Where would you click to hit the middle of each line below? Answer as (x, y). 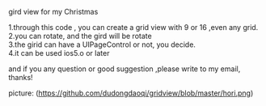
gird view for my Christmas (53, 12)
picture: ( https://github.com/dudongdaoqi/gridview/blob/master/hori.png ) (131, 93)
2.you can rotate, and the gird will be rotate (80, 36)
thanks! (21, 77)
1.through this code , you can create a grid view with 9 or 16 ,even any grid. (133, 27)
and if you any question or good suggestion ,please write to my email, (125, 69)
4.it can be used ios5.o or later (59, 53)
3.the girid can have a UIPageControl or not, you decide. (102, 45)
